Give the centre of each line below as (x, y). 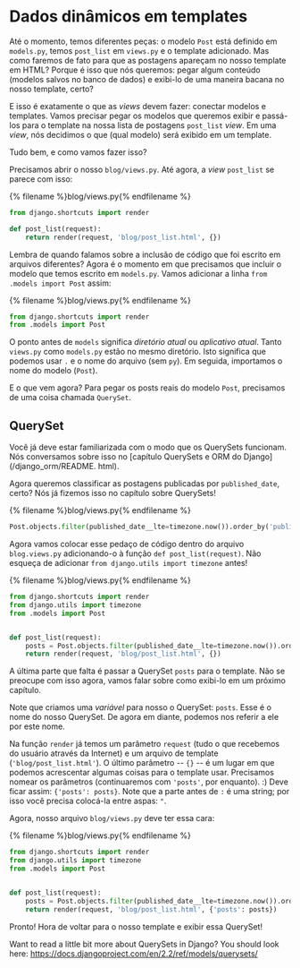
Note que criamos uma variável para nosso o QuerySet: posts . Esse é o (141, 707)
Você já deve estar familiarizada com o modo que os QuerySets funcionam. (148, 447)
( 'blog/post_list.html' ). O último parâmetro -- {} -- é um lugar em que (142, 763)
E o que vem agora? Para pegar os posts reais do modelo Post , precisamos (147, 388)
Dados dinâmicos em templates (129, 17)
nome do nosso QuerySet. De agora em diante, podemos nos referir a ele (144, 717)
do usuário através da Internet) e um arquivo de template (114, 753)
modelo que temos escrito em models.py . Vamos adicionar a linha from (138, 273)
